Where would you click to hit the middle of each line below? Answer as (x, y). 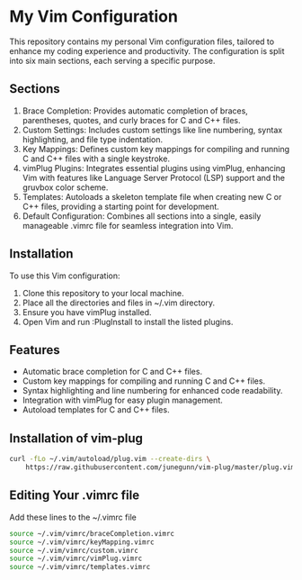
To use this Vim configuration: (65, 276)
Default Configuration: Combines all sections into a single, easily (142, 216)
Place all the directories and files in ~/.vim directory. (119, 303)
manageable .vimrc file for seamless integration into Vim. (128, 225)
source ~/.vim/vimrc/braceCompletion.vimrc (92, 533)
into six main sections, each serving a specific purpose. (112, 60)
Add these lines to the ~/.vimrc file (73, 517)
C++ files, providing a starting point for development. (121, 206)
